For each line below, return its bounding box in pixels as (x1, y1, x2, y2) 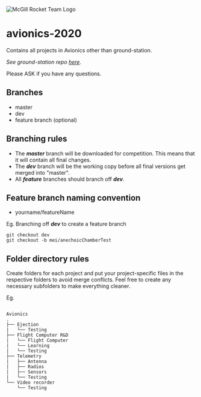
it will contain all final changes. (14, 156, 91, 163)
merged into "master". (14, 169, 70, 176)
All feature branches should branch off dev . (14, 175, 125, 183)
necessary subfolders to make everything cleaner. (6, 283, 131, 290)
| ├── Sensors (6, 369, 47, 375)
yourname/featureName (14, 208, 75, 216)
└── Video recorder (6, 380, 55, 386)
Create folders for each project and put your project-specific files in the (6, 270, 184, 277)
